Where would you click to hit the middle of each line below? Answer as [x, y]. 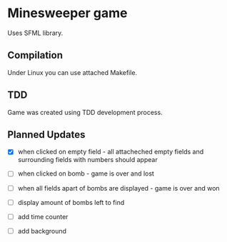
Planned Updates [46, 135]
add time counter [43, 216]
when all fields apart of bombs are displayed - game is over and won [118, 188]
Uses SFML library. [35, 33]
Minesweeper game [67, 13]
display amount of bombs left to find [71, 202]
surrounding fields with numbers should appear [88, 160]
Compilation [35, 55]
